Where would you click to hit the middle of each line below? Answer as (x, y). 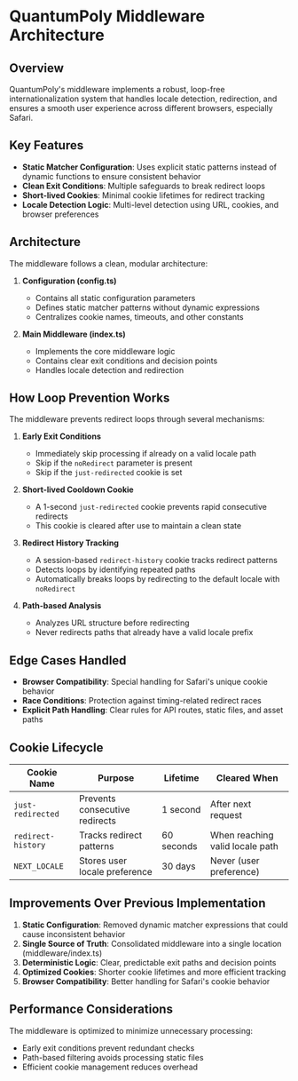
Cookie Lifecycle (56, 747)
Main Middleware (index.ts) (74, 334)
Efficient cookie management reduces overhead (110, 1067)
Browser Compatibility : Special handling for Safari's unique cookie (145, 682)
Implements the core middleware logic (105, 351)
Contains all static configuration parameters (115, 298)
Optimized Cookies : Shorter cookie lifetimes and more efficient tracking (154, 972)
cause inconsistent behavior (74, 934)
